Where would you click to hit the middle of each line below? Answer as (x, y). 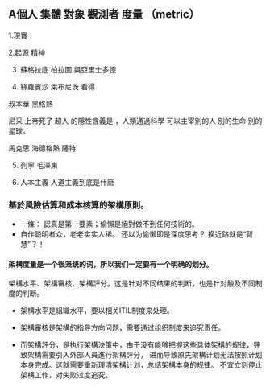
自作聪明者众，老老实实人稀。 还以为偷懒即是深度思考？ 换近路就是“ (133, 234)
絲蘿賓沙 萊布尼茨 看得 (57, 86)
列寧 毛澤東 (39, 165)
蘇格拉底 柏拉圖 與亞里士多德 (68, 69)
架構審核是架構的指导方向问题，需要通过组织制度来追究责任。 (123, 327)
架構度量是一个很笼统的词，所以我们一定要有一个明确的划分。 (111, 264)
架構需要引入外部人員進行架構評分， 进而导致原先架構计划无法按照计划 (145, 355)
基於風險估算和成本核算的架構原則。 (79, 205)
